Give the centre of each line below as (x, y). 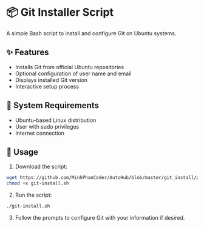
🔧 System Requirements (53, 105)
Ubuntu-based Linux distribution (56, 120)
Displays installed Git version (51, 80)
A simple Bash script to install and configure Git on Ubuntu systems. (91, 33)
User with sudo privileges (47, 126)
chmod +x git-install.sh (38, 183)
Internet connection (40, 133)
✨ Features (28, 53)
